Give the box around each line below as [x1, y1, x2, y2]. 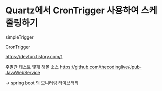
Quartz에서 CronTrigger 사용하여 [5, 5, 139, 16]
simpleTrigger [5, 34, 34, 40]
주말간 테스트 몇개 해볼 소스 [5, 64, 59, 70]
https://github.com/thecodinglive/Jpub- [60, 64, 142, 70]
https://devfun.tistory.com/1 [5, 53, 63, 59]
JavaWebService [5, 69, 40, 75]
